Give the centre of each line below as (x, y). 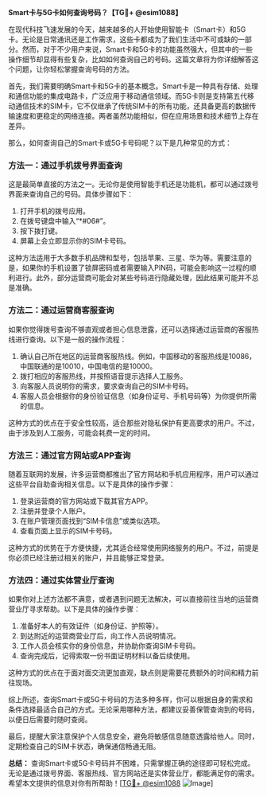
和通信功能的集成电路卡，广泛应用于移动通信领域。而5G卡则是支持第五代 (128, 96)
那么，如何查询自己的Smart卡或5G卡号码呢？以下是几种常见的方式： (120, 143)
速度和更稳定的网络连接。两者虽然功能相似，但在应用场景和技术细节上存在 (137, 116)
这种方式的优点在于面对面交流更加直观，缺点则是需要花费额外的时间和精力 (130, 673)
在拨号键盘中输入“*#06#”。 (65, 221)
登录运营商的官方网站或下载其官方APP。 (86, 501)
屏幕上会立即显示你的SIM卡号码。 (75, 241)
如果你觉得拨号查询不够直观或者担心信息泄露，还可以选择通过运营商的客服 (130, 329)
